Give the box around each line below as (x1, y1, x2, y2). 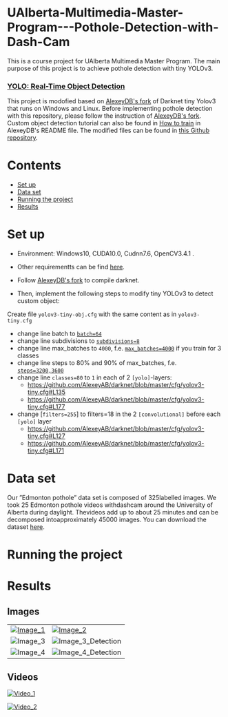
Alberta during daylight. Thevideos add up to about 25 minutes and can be (7, 508, 219, 517)
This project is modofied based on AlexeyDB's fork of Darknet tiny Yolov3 (7, 97, 216, 105)
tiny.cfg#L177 (27, 403, 65, 411)
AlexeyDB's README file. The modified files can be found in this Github (7, 126, 210, 135)
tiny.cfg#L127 (27, 432, 65, 440)
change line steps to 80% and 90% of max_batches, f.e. (17, 359, 177, 367)
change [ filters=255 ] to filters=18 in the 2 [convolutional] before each (17, 410, 221, 418)
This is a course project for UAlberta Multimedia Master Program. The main (7, 56, 220, 65)
